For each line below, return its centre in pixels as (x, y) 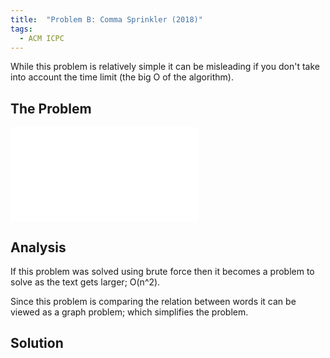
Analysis (38, 247)
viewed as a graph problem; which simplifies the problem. (129, 312)
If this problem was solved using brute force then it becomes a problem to (162, 271)
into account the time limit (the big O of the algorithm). (122, 77)
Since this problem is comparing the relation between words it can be (153, 301)
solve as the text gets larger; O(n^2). (85, 282)
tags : (21, 29)
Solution (37, 343)
